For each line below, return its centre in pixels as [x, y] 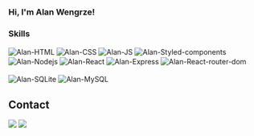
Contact [29, 104]
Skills [19, 33]
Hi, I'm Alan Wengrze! [52, 12]
